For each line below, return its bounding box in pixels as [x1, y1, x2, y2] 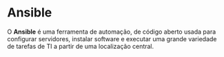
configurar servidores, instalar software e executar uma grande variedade [7, 34, 217, 43]
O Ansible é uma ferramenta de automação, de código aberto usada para [7, 27, 216, 36]
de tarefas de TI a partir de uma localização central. [7, 42, 154, 50]
